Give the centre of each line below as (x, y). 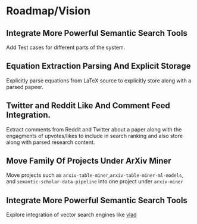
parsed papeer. (25, 87)
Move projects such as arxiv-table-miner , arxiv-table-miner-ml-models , (95, 175)
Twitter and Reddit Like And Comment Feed (88, 106)
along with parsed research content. (51, 142)
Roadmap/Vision (49, 11)
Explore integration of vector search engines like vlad (71, 215)
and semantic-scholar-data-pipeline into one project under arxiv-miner (95, 182)
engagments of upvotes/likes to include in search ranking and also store (95, 136)
